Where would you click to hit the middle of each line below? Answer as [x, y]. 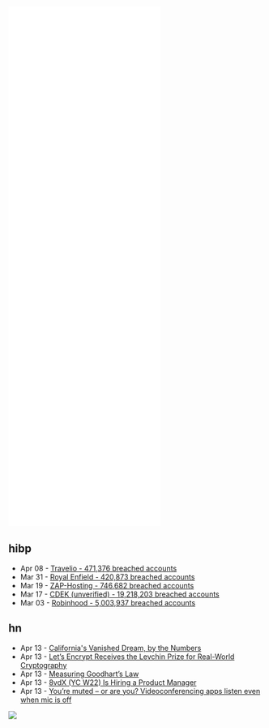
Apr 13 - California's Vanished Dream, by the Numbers [111, 648]
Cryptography [43, 665]
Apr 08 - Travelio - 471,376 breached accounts [98, 568]
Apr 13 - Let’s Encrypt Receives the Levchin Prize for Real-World [127, 657]
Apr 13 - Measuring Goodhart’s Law [79, 674]
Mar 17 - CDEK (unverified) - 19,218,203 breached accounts [120, 594]
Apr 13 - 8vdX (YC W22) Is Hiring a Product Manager [108, 682]
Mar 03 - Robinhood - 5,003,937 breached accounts [108, 602]
